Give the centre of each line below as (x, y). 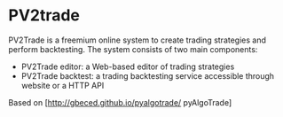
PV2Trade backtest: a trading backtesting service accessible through (148, 75)
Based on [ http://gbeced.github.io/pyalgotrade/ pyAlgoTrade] (120, 102)
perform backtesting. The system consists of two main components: (133, 49)
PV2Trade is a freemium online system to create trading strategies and (138, 40)
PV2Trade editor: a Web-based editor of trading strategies (128, 66)
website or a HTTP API (63, 85)
